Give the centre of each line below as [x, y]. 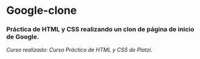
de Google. [23, 37]
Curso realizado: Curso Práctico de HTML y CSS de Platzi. [79, 50]
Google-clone [42, 11]
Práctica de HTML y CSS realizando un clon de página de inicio [100, 29]
